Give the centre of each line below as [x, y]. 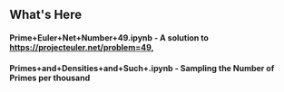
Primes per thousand [50, 78]
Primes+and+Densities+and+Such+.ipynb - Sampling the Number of [142, 68]
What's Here [46, 15]
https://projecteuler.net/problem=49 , [82, 47]
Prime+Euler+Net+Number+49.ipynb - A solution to [109, 37]
